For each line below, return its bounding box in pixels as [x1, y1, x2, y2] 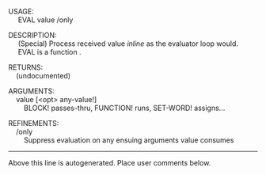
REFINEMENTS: [8, 119, 59, 127]
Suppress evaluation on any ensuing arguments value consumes [23, 135, 234, 145]
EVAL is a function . [17, 48, 82, 56]
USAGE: [8, 7, 34, 16]
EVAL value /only [17, 15, 74, 25]
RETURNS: [8, 63, 44, 72]
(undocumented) [15, 71, 71, 80]
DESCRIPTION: [8, 31, 57, 40]
